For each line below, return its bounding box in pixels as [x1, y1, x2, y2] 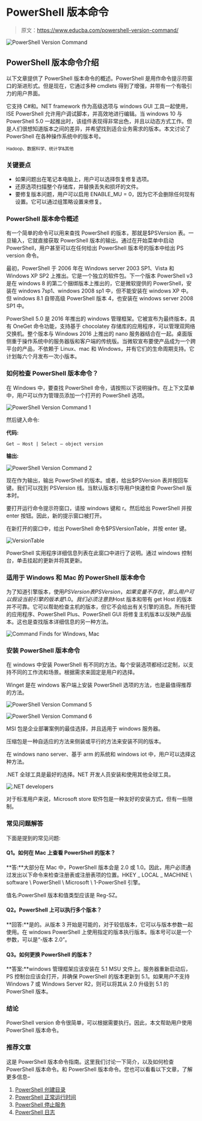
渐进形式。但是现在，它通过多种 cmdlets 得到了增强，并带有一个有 [16, 82, 182, 89]
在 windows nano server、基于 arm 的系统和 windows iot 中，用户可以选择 [6, 750, 191, 758]
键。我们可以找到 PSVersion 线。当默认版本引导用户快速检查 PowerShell [6, 484, 185, 491]
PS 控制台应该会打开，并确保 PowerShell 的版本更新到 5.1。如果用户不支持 [6, 973, 190, 980]
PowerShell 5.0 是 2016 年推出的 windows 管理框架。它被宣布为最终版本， [6, 315, 191, 323]
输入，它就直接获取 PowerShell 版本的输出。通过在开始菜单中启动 [11, 237, 174, 244]
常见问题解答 [6, 820, 44, 828]
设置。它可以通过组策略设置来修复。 [14, 198, 105, 205]
